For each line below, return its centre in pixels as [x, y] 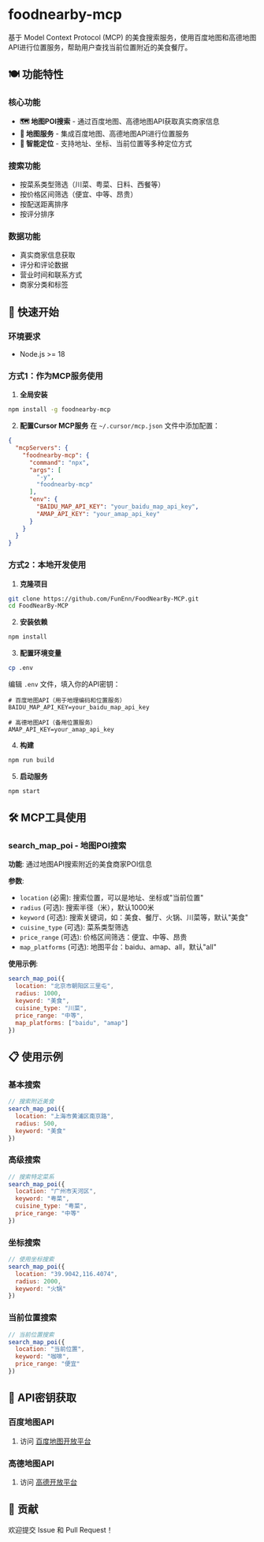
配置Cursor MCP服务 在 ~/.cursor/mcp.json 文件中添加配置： [120, 426]
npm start [24, 791]
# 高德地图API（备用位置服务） [52, 723]
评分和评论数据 [44, 265]
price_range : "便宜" [48, 1364]
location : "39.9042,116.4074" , [67, 1274]
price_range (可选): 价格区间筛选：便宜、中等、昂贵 [103, 938]
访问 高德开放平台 [48, 1482]
